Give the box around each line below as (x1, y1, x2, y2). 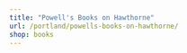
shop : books (9, 30, 54, 39)
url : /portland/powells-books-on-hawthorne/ (9, 22, 179, 31)
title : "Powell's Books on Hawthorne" (9, 13, 155, 22)
